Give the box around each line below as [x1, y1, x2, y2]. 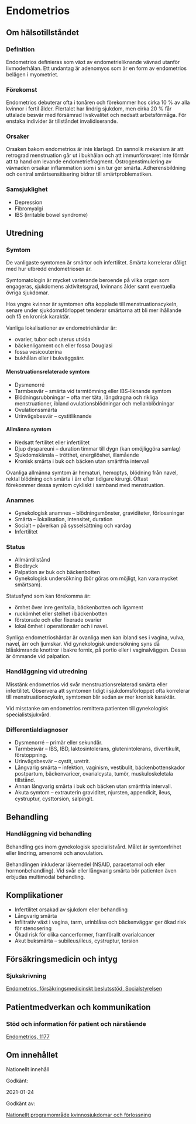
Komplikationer [6, 890, 63, 900]
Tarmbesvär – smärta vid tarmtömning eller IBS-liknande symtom [14, 387, 171, 394]
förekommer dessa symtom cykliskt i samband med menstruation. [6, 481, 165, 488]
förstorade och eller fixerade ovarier [14, 616, 102, 623]
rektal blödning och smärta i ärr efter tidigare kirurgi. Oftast [6, 475, 148, 482]
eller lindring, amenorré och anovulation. [6, 849, 104, 856]
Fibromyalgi [14, 204, 43, 212]
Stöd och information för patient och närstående [6, 1019, 146, 1028]
